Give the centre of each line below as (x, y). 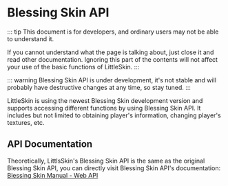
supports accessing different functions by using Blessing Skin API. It (104, 108)
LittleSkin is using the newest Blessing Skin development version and (105, 100)
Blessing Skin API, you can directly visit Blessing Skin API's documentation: (114, 168)
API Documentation (50, 144)
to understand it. (31, 38)
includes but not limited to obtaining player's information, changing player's (114, 115)
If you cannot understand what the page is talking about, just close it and (111, 52)
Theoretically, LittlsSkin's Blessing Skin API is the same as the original (106, 161)
